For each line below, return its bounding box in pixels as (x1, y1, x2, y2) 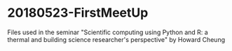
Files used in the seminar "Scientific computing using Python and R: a (7, 28, 208, 36)
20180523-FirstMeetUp (7, 5, 149, 21)
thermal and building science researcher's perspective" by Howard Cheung (7, 35, 226, 43)
